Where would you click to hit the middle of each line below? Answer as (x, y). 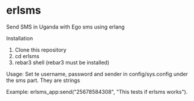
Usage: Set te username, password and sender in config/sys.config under (97, 74)
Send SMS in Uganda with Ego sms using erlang (66, 27)
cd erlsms (27, 56)
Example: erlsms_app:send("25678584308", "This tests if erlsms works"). (97, 91)
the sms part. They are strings (43, 80)
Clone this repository (41, 50)
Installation (20, 38)
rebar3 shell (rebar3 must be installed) (62, 62)
